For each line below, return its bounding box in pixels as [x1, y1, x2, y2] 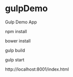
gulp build [5, 47, 25, 53]
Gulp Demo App [5, 19, 37, 25]
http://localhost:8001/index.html [5, 66, 69, 72]
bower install [5, 38, 31, 44]
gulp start [5, 57, 24, 62]
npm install [5, 28, 27, 34]
